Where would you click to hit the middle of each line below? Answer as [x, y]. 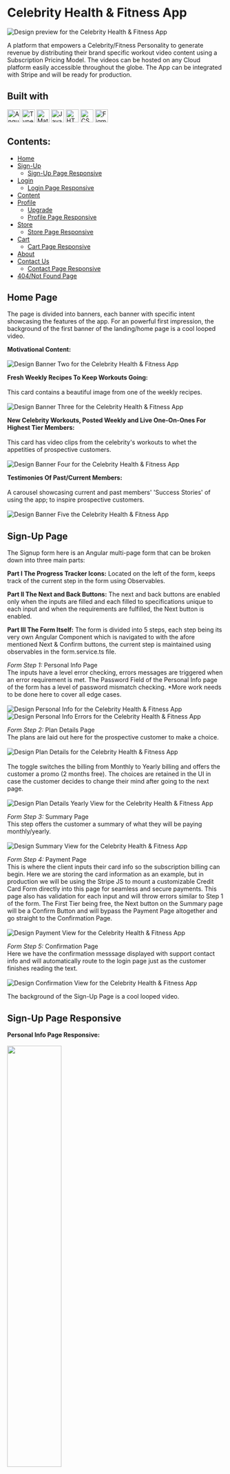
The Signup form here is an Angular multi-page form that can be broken [109, 553]
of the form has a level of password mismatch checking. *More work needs [114, 687]
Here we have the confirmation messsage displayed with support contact [111, 954]
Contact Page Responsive [64, 268]
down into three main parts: [46, 560]
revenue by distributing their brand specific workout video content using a [112, 53]
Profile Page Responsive [62, 217]
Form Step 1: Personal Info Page [52, 665]
